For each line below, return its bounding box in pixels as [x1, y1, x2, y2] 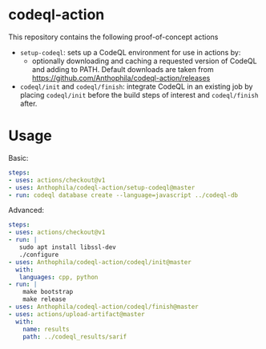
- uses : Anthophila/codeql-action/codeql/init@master [8, 258, 192, 266]
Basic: [8, 153, 29, 162]
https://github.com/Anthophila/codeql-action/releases [31, 73, 211, 82]
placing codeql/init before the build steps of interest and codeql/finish [19, 90, 259, 99]
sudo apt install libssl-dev [18, 243, 116, 251]
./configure [18, 251, 59, 259]
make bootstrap [22, 288, 74, 296]
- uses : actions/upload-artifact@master [8, 310, 146, 318]
